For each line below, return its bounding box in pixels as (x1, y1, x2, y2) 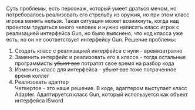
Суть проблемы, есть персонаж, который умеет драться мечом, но (6, 5, 177, 12)
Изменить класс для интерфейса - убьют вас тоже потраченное (14, 66, 177, 73)
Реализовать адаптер (14, 78, 69, 85)
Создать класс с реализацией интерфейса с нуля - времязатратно (14, 47, 183, 54)
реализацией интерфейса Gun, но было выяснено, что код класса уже (6, 30, 183, 37)
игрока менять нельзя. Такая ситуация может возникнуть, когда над (6, 18, 179, 24)
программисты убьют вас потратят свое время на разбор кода (14, 60, 174, 67)
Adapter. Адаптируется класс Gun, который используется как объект (14, 91, 188, 98)
